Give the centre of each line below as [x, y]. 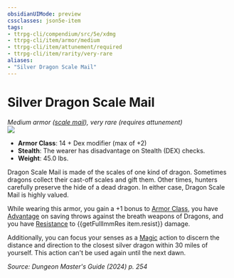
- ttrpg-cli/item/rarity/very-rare [60, 54]
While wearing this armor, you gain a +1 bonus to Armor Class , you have [113, 208]
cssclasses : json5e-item [44, 21]
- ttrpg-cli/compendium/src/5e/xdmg [62, 34]
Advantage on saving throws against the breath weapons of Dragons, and [116, 216]
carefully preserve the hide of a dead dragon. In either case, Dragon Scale [116, 187]
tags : [15, 27]
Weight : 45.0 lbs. [43, 158]
